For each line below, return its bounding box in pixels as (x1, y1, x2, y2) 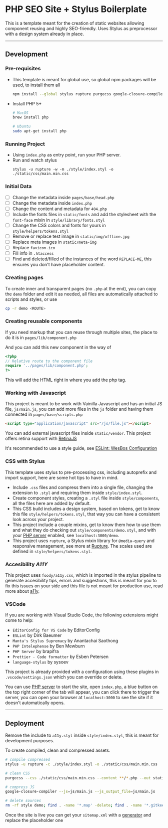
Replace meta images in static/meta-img (12, 239, 97, 245)
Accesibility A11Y (5, 561, 48, 568)
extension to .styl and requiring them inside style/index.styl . (12, 489, 142, 495)
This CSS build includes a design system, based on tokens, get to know (12, 506, 160, 512)
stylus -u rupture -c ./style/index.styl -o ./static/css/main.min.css (5, 761, 157, 767)
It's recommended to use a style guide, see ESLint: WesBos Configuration (5, 445, 157, 451)
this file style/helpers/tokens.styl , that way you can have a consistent (12, 511, 160, 517)
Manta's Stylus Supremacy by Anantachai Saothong (12, 638, 118, 644)
